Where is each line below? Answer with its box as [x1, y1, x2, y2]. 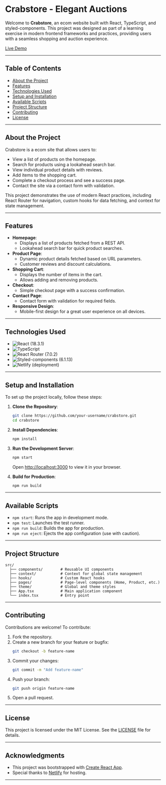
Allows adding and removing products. [19, 277, 99, 283]
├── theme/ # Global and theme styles [9, 584, 116, 589]
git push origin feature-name [12, 686, 75, 691]
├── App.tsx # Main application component [9, 589, 123, 594]
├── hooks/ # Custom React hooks [9, 576, 105, 581]
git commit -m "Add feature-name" [12, 667, 83, 672]
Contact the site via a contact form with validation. [12, 182, 115, 188]
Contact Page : [12, 293, 42, 299]
